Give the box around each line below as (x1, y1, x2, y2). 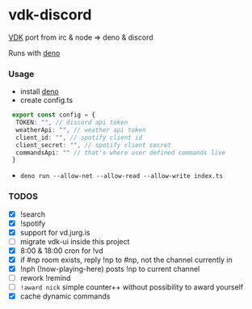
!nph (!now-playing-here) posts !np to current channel (19, 265, 200, 274)
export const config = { (11, 111, 95, 119)
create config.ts (19, 95, 73, 105)
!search (19, 209, 46, 219)
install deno (19, 87, 59, 96)
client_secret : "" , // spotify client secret (15, 141, 172, 149)
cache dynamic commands (19, 291, 111, 301)
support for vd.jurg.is (19, 227, 90, 237)
